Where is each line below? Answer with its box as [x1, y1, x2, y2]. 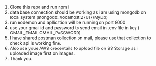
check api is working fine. [9, 40, 62, 46]
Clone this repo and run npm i [9, 4, 70, 10]
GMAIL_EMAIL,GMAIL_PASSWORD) [9, 30, 81, 35]
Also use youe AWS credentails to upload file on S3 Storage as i [9, 46, 138, 51]
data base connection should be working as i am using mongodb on [9, 9, 146, 15]
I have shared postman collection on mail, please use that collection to [9, 35, 151, 41]
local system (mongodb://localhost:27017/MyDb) [9, 15, 108, 20]
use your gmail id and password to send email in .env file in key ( [9, 25, 140, 31]
